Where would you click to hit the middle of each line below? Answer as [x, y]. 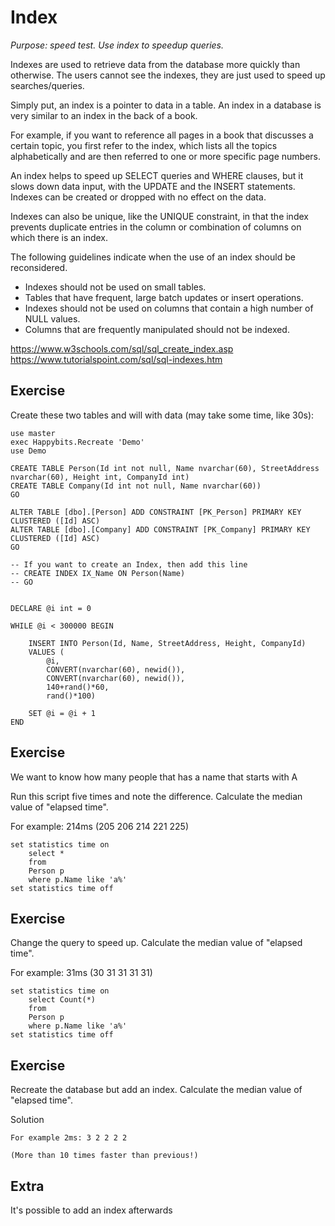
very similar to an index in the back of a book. [104, 115]
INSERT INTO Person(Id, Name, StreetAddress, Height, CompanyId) [167, 643]
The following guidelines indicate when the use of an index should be [153, 257]
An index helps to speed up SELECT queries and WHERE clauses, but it [157, 175]
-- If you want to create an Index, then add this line [129, 564]
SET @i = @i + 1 [62, 713]
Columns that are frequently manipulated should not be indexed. [157, 329]
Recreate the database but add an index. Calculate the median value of [156, 1090]
